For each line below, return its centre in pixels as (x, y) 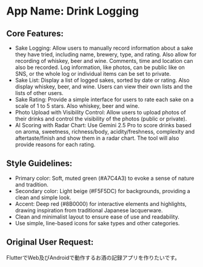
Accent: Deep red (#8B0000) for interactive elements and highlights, (101, 203)
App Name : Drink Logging (73, 11)
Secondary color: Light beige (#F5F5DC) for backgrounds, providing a (103, 191)
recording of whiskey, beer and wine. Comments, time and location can (104, 61)
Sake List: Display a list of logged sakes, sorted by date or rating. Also (102, 80)
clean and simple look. (43, 197)
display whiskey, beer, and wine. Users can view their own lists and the (104, 87)
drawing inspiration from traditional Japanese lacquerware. (89, 210)
